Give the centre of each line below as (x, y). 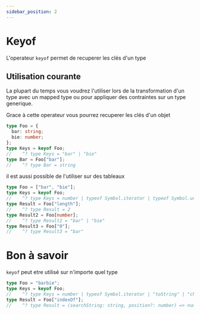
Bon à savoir (37, 256)
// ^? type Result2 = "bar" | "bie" (56, 221)
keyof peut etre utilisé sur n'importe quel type (62, 272)
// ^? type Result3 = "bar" (45, 232)
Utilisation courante (44, 76)
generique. (20, 104)
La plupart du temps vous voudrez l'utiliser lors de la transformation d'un (95, 91)
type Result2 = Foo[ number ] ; (42, 215)
